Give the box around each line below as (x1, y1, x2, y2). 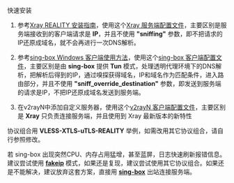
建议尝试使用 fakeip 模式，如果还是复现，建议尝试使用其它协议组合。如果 (7, 159, 219, 167)
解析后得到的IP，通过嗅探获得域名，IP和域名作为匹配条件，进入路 (36, 71, 224, 79)
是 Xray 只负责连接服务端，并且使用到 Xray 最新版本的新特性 (17, 112, 193, 120)
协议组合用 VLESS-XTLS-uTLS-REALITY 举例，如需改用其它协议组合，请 (7, 126, 218, 135)
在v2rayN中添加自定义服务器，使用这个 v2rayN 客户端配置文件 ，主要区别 (17, 103, 226, 111)
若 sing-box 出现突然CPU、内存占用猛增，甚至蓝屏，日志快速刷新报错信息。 (7, 150, 226, 159)
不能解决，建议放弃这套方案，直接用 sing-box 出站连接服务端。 (13, 168, 196, 176)
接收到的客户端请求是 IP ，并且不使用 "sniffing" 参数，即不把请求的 (29, 30, 223, 38)
